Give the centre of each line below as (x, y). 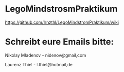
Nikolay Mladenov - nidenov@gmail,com (46, 55)
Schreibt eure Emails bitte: (60, 42)
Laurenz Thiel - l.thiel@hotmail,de (39, 64)
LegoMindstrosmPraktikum (61, 9)
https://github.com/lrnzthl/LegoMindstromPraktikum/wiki (62, 22)
